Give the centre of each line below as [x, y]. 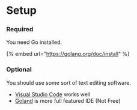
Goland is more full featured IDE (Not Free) [68, 100]
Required [20, 29]
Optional [19, 70]
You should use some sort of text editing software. [68, 82]
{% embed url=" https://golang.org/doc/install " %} [68, 54]
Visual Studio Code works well [53, 94]
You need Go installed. [34, 42]
